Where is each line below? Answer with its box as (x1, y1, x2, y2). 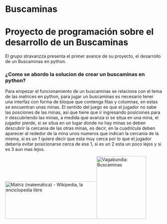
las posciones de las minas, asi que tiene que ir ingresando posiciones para (5, 109, 161, 115)
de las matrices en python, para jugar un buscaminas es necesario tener (5, 93, 154, 100)
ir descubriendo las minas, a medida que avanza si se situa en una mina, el (5, 115, 159, 121)
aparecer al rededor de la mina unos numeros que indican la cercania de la (5, 131, 159, 137)
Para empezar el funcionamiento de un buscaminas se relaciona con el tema (5, 88, 162, 94)
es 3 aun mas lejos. (5, 147, 45, 152)
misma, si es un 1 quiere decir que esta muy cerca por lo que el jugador (5, 136, 152, 142)
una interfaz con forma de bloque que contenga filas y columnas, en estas (5, 99, 158, 105)
